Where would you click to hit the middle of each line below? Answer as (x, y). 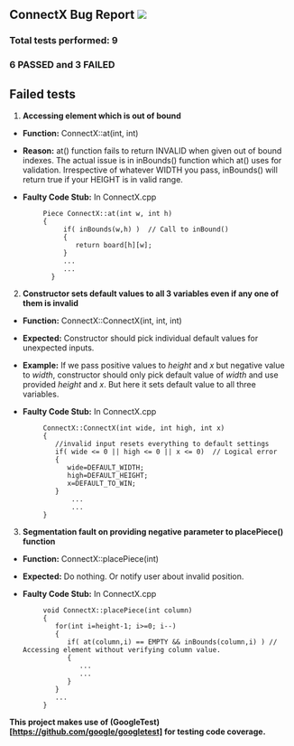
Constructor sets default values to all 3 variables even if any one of (151, 294)
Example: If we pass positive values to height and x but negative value (154, 366)
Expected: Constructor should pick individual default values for (140, 339)
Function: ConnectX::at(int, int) (80, 134)
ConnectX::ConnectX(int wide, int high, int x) (134, 428)
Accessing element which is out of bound (102, 116)
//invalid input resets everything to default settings (162, 444)
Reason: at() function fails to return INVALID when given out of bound (152, 151)
